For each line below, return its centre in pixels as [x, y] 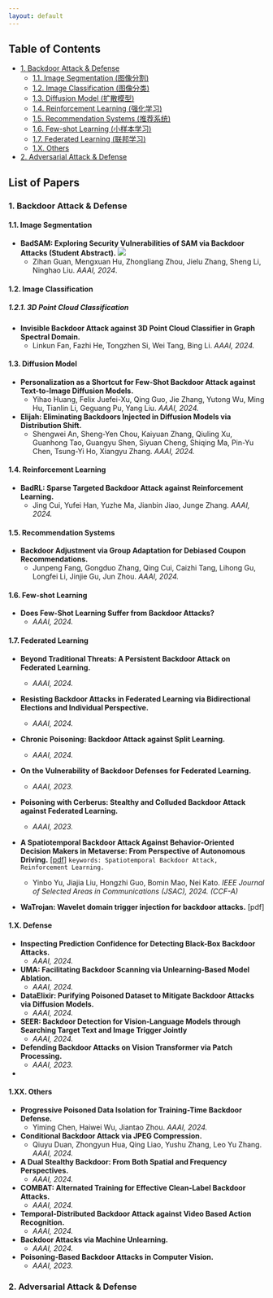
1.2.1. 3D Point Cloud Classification [69, 308]
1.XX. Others [30, 1092]
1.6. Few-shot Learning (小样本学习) [92, 129]
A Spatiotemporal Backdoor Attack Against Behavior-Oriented [127, 842]
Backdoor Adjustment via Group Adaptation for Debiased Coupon [133, 551]
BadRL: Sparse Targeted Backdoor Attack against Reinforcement [132, 487]
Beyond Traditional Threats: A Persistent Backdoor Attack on [125, 658]
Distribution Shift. [51, 425]
